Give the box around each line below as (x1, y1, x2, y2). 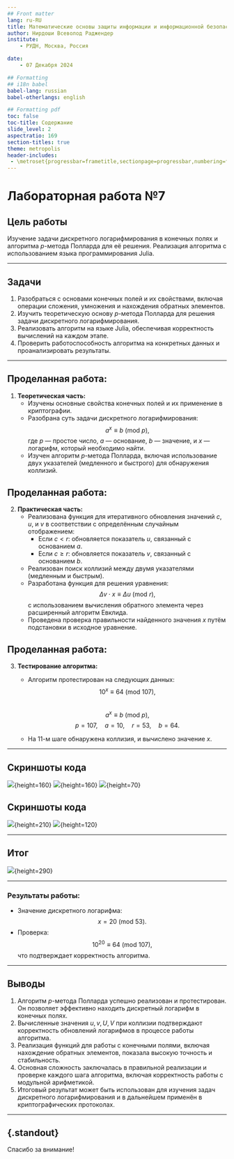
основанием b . (38, 557, 83, 566)
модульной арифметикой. (17, 1078, 95, 1086)
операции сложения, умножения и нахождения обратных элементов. (17, 301, 225, 310)
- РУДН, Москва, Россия (19, 43, 89, 50)
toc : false (7, 113, 39, 120)
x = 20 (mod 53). (97, 918, 147, 926)
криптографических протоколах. (17, 1100, 115, 1109)
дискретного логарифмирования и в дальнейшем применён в (17, 1093, 203, 1101)
